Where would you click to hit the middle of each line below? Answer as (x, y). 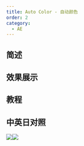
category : (19, 23)
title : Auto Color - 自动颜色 (42, 12)
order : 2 (17, 18)
